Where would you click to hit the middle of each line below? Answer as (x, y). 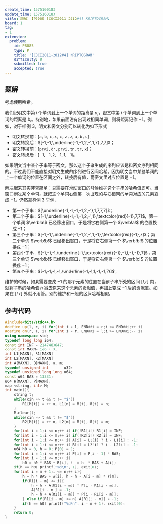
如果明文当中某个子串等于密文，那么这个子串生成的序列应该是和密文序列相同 (82, 165)
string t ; (24, 395)
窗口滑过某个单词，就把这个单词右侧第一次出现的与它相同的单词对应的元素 (80, 194)
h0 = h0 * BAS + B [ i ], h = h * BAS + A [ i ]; (70, 463)
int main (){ (17, 390)
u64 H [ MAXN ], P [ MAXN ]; (28, 381)
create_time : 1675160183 (30, 10)
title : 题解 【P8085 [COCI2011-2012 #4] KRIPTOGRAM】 (58, 19)
